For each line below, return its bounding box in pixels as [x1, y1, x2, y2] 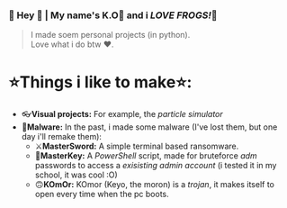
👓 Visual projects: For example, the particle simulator [21, 109, 224, 120]
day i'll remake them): [21, 131, 103, 142]
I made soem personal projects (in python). [30, 30, 191, 41]
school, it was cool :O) [34, 169, 118, 180]
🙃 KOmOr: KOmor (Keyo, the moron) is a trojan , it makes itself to [34, 179, 275, 190]
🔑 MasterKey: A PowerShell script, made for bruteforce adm [34, 150, 257, 161]
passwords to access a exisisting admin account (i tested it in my [34, 160, 277, 171]
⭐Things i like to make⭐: [8, 72, 193, 93]
